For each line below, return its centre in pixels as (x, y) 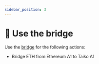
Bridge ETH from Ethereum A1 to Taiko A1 (53, 56)
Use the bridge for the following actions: (45, 47)
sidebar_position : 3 (26, 9)
